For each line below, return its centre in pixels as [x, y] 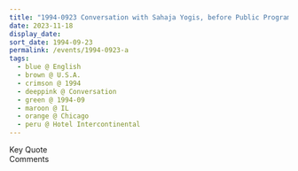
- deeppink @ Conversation [67, 91]
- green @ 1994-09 [51, 100]
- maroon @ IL [43, 108]
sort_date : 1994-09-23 [51, 42]
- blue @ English [49, 67]
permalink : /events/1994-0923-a [69, 51]
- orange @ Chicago [53, 116]
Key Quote [28, 150]
